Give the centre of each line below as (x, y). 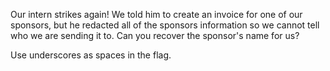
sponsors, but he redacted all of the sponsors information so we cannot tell (165, 25)
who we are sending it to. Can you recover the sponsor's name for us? (155, 35)
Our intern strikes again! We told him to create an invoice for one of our (156, 14)
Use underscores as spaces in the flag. (91, 55)
